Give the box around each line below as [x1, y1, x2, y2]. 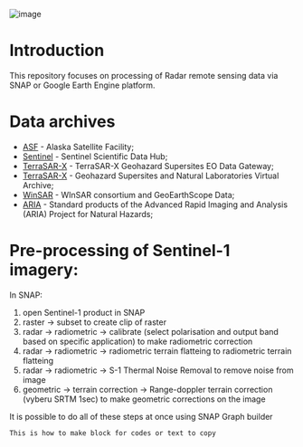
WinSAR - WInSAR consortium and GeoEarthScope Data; [22, 189, 235, 200]
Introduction [9, 41, 105, 61]
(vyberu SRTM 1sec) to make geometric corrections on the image [22, 394, 266, 404]
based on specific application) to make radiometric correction [22, 336, 253, 347]
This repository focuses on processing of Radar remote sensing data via [9, 70, 279, 81]
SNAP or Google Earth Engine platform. [9, 80, 156, 90]
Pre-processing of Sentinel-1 [9, 241, 231, 262]
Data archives [9, 111, 116, 132]
